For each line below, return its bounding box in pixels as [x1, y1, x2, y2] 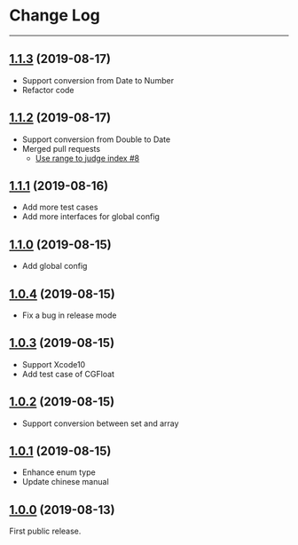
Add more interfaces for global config [21, 211, 160, 222]
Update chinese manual [21, 477, 109, 487]
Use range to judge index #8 [35, 153, 140, 163]
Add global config [21, 261, 88, 272]
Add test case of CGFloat [21, 368, 115, 379]
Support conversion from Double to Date [21, 134, 171, 145]
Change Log [9, 5, 100, 26]
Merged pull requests [21, 143, 100, 154]
